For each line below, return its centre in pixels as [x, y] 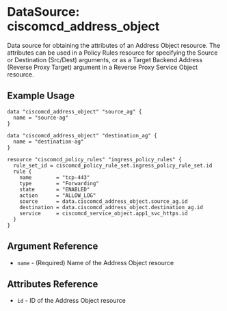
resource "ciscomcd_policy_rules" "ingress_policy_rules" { [95, 159]
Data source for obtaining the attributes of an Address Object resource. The [114, 45]
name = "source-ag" [41, 118]
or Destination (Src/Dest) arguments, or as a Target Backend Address [105, 59]
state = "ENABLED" [55, 189]
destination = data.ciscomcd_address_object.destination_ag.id [111, 207]
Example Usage [41, 96]
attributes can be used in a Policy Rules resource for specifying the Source [112, 53]
